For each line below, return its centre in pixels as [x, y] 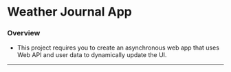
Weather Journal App [70, 12]
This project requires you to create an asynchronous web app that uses [118, 48]
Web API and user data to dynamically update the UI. [92, 55]
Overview [24, 33]
